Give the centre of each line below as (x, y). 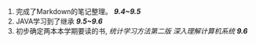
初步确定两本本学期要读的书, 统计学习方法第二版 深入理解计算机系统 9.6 (132, 31)
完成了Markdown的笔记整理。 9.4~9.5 (78, 11)
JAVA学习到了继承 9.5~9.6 (59, 21)
